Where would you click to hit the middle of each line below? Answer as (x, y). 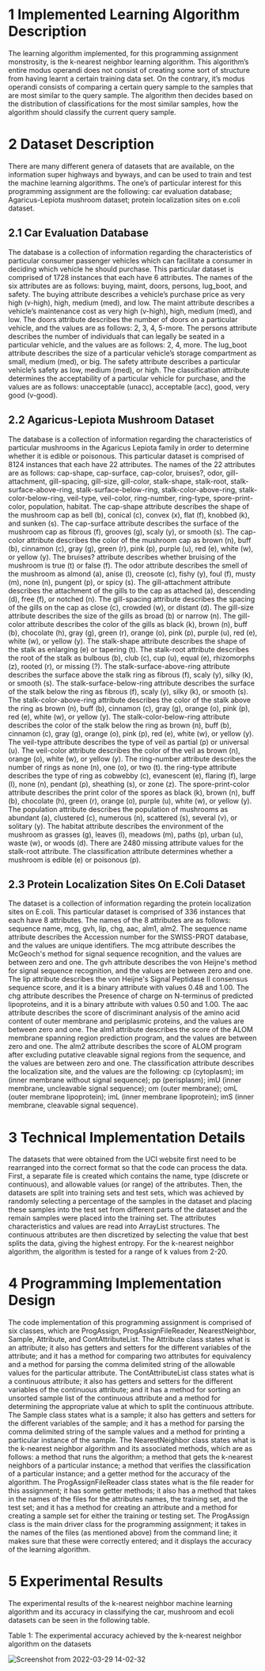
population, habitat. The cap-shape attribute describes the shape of (138, 506)
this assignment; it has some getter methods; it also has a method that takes (132, 1491)
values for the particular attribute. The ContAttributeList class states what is (131, 1373)
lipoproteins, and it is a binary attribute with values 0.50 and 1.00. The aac (129, 1004)
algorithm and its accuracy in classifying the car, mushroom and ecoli (121, 1612)
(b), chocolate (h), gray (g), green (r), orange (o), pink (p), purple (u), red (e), (133, 632)
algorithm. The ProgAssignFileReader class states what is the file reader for (131, 1483)
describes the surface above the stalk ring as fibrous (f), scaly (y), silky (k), (131, 674)
